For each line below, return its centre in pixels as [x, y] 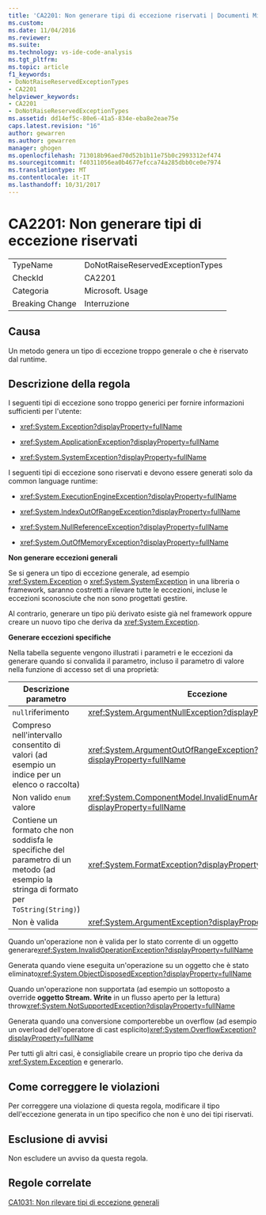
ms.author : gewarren [42, 140]
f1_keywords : [30, 74]
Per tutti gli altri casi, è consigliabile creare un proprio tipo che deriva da [125, 1054]
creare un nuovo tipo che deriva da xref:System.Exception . [104, 622]
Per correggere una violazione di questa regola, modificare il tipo [114, 1106]
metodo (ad [34, 870]
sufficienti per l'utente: [45, 412]
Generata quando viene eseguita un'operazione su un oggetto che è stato [129, 966]
